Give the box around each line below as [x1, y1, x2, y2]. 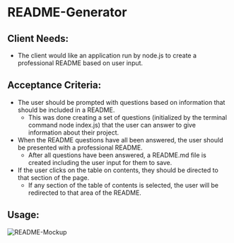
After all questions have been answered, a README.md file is [28, 150, 206, 159]
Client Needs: [7, 33, 69, 45]
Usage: [7, 209, 40, 221]
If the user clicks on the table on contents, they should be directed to [17, 166, 219, 174]
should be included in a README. [17, 106, 115, 114]
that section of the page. [17, 173, 90, 181]
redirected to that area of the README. [28, 188, 141, 197]
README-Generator [7, 4, 127, 21]
